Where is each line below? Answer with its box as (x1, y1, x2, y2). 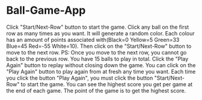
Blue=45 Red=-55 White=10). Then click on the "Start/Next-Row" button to (6, 43, 192, 50)
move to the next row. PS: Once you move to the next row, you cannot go (6, 49, 187, 56)
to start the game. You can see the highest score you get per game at (20, 80, 193, 87)
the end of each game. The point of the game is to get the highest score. (6, 87, 186, 94)
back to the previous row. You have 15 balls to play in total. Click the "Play (6, 55, 189, 62)
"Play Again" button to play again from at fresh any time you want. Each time (6, 68, 196, 75)
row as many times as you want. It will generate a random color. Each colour (6, 29, 195, 37)
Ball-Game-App (6, 4, 86, 17)
